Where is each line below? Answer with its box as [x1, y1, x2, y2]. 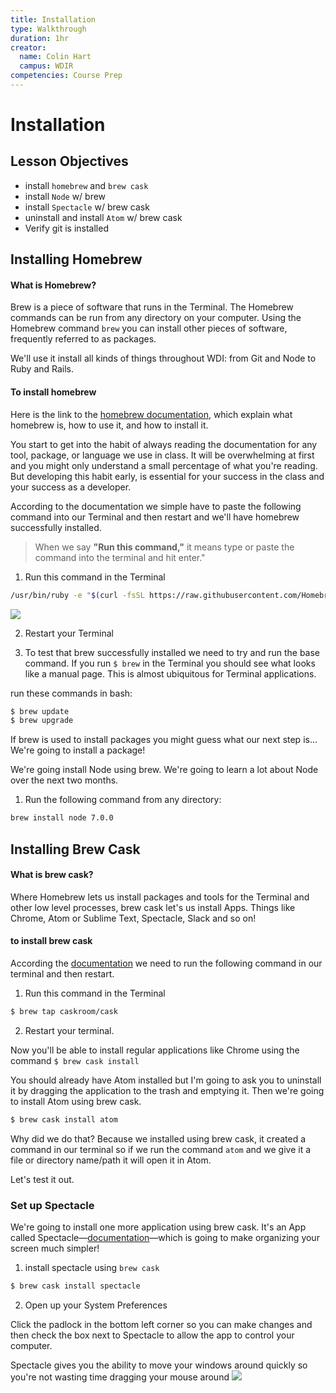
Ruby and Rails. [10, 363, 75, 375]
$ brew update [10, 706, 70, 716]
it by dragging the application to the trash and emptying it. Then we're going [10, 1084, 325, 1096]
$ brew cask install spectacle [10, 1281, 141, 1291]
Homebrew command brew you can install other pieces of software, [10, 322, 288, 335]
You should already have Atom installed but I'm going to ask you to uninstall [10, 1074, 322, 1086]
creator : [10, 42, 47, 53]
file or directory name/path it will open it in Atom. [10, 1154, 212, 1166]
